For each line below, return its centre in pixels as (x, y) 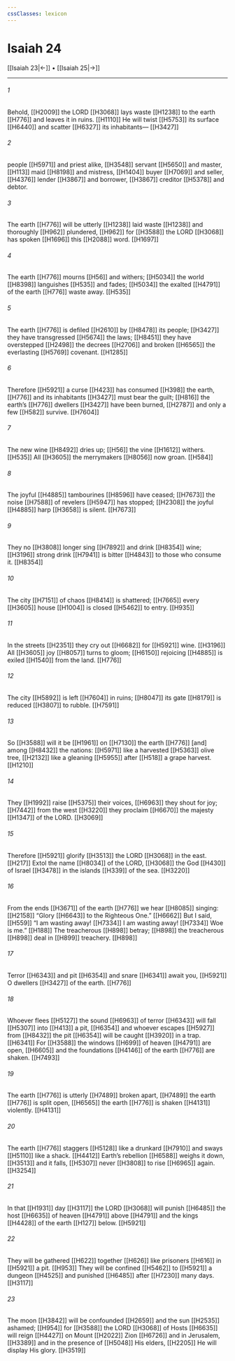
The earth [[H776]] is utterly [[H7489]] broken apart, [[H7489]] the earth (112, 1095)
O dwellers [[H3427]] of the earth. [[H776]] (69, 983)
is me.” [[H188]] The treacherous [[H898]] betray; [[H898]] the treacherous (116, 930)
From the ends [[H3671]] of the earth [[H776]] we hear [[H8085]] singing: (113, 908)
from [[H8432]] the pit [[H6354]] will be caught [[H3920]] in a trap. (104, 1036)
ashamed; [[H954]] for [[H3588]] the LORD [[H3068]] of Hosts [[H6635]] (113, 1328)
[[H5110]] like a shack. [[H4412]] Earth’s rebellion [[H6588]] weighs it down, (116, 1155)
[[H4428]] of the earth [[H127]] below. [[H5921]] (77, 1222)
